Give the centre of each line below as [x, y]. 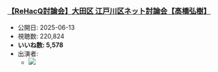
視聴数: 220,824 [41, 36]
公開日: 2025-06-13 [46, 28]
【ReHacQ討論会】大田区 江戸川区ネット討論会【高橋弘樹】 [109, 10]
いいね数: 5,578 [40, 45]
